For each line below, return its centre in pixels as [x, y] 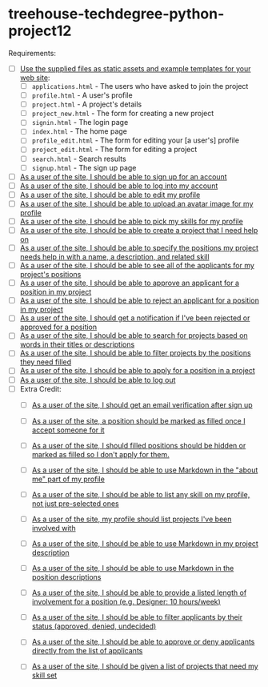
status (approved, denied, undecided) [94, 626]
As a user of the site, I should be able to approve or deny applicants [143, 642]
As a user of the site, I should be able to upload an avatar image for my [136, 203]
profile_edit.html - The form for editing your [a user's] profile [136, 140]
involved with [54, 528]
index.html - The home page [80, 131]
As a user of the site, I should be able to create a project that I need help [139, 230]
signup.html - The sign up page [84, 167]
